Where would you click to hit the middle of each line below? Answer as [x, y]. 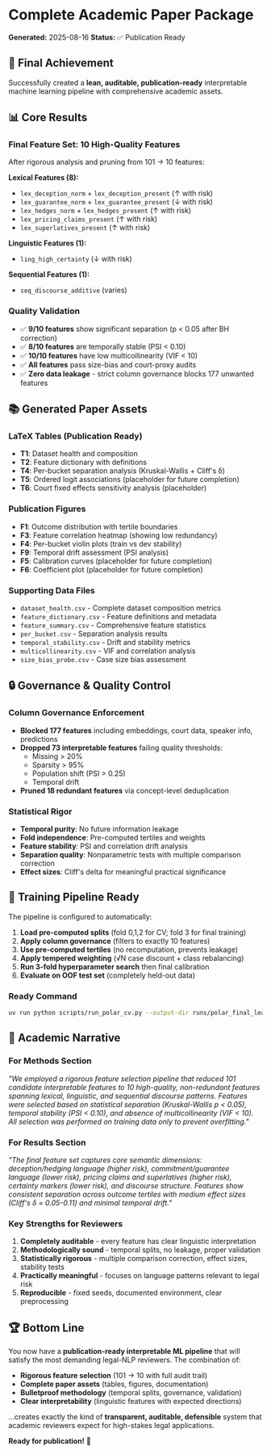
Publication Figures [47, 509]
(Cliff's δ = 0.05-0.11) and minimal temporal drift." [90, 1203]
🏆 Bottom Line [46, 1328]
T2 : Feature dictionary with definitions [83, 463]
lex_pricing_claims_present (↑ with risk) [89, 219]
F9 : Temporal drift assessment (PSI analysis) [94, 552]
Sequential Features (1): [49, 274]
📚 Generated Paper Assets [78, 409]
